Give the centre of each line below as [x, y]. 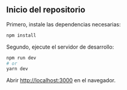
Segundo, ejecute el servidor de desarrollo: [60, 47]
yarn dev [17, 69]
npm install [21, 35]
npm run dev [21, 58]
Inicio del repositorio [46, 10]
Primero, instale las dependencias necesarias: [63, 24]
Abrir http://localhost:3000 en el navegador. [61, 80]
